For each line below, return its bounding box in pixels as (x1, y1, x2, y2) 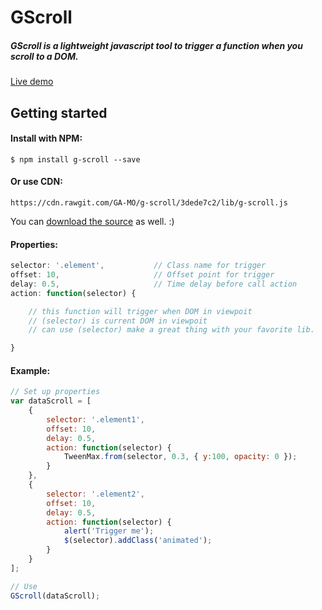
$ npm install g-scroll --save (10, 154, 141, 165)
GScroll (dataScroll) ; (10, 591, 101, 601)
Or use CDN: (10, 176, 63, 188)
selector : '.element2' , (46, 489, 145, 499)
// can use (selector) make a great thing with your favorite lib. (28, 325, 315, 335)
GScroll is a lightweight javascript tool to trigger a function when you (10, 39, 303, 51)
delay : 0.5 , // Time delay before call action (10, 279, 298, 289)
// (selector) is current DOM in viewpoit (28, 316, 208, 326)
